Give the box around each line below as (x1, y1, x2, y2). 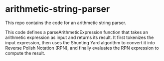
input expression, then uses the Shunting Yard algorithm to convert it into (5, 39, 156, 45)
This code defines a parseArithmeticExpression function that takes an (5, 29, 149, 35)
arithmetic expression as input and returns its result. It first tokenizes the (5, 34, 154, 40)
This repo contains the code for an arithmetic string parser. (5, 20, 127, 26)
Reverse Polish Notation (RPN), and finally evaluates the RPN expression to (5, 45, 159, 51)
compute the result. (5, 50, 46, 56)
